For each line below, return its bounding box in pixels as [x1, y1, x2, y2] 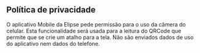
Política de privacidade [6, 5, 96, 15]
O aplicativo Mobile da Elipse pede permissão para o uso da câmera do [6, 20, 186, 28]
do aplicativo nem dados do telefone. [6, 40, 100, 47]
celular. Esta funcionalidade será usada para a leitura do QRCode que [6, 27, 182, 34]
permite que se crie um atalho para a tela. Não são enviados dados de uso [6, 33, 194, 41]
